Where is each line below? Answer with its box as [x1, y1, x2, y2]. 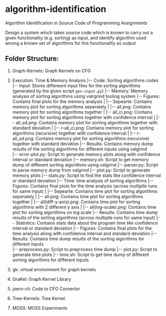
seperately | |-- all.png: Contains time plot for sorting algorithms [12, 193, 143, 199]
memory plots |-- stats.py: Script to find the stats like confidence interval [12, 172, 161, 178]
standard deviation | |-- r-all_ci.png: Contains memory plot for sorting [12, 125, 154, 131]
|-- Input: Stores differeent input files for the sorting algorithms [12, 82, 141, 88]
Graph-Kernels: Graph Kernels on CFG [12, 68, 91, 74]
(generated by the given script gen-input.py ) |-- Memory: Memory [12, 88, 148, 94]
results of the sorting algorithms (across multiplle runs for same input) [12, 215, 156, 221]
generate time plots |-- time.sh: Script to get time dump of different [12, 251, 150, 257]
